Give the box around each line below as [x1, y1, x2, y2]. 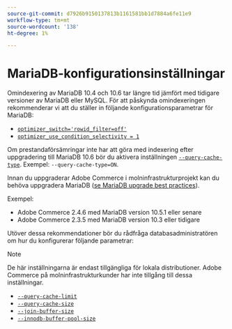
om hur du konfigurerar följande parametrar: [7, 236, 134, 245]
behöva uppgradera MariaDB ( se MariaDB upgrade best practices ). [7, 181, 200, 190]
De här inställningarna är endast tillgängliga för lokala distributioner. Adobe [7, 263, 222, 272]
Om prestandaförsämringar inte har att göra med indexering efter [7, 146, 194, 154]
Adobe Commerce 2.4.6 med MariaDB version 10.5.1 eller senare [17, 208, 202, 217]
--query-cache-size [17, 300, 75, 307]
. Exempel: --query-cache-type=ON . [20, 160, 119, 169]
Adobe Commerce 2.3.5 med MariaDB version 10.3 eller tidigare [17, 215, 201, 224]
